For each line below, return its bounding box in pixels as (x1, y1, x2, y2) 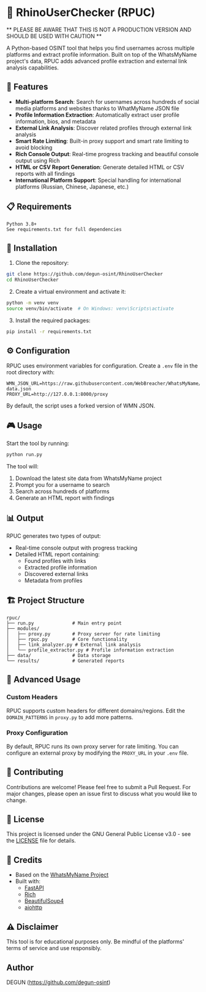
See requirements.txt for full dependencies (6, 226, 122, 232)
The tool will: (6, 463, 39, 470)
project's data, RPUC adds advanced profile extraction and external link (6, 57, 188, 65)
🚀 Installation (6, 243, 58, 253)
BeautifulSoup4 (24, 897, 64, 905)
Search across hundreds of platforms (15, 488, 110, 495)
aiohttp (24, 903, 43, 911)
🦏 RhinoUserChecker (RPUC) (6, 6, 155, 20)
